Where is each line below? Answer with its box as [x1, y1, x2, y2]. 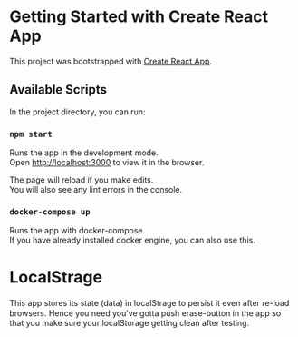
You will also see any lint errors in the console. [9, 184, 183, 195]
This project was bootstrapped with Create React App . [9, 55, 213, 66]
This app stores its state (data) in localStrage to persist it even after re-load [9, 298, 290, 309]
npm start [9, 129, 53, 139]
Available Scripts [9, 82, 107, 97]
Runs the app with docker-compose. [9, 225, 146, 236]
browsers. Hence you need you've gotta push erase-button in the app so [9, 308, 282, 319]
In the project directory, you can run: [9, 106, 146, 117]
